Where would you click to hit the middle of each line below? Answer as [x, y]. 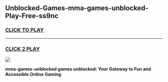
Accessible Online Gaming [33, 74]
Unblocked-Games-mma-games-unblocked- [77, 8]
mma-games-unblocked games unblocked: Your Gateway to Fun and [78, 69]
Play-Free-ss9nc [32, 16]
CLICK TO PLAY [24, 30]
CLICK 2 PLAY [22, 49]
